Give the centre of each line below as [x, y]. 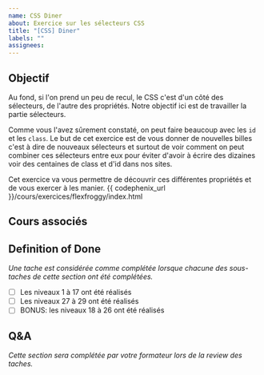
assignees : [26, 46]
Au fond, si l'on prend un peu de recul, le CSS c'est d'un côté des [116, 97]
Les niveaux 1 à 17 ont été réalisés [76, 292]
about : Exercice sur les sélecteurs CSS [77, 23]
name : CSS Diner [35, 16]
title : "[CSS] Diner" [44, 30]
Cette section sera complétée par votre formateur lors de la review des [125, 355]
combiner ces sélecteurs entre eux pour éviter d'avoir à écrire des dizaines [132, 155]
